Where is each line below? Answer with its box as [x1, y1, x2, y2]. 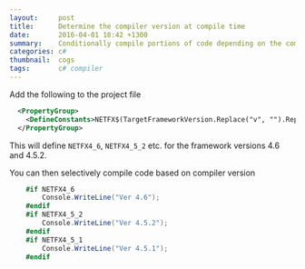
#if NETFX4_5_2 [25, 210, 84, 219]
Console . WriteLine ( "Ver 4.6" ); [42, 193, 161, 203]
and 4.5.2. [9, 149, 47, 160]
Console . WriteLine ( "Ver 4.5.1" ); [42, 244, 169, 253]
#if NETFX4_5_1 [25, 235, 84, 244]
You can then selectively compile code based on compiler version [9, 167, 256, 178]
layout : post [9, 13, 75, 23]
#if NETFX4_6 [25, 184, 75, 194]
